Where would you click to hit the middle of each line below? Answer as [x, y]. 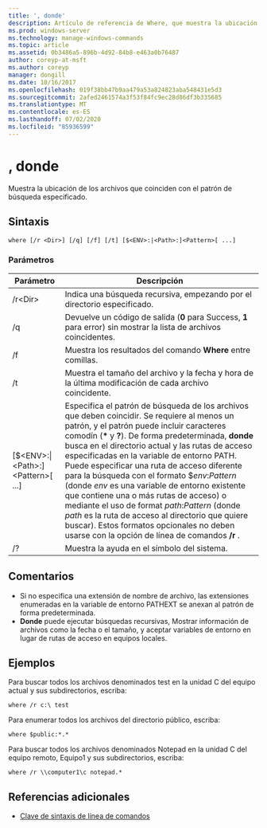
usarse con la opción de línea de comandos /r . [152, 535]
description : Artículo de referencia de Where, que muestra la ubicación [133, 23]
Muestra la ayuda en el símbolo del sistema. [146, 548]
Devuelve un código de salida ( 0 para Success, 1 [156, 317]
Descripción [160, 281]
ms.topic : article [39, 45]
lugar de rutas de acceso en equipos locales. [93, 638]
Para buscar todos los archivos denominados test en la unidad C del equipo [132, 682]
